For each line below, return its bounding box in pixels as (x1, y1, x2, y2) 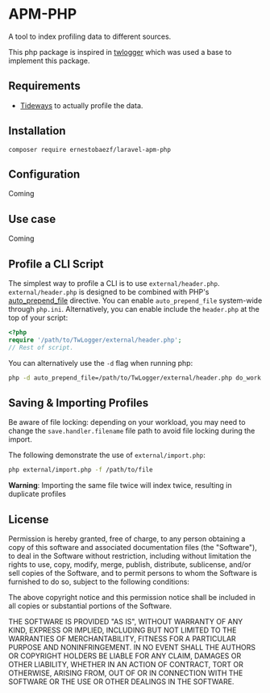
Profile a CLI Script (8, 257, 104, 271)
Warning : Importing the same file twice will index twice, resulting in (8, 481, 232, 490)
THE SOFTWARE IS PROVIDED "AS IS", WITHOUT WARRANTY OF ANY (8, 617, 243, 626)
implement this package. (8, 56, 90, 65)
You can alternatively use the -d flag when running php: (8, 358, 193, 367)
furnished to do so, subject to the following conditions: (8, 577, 189, 586)
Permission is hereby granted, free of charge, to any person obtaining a (8, 534, 246, 544)
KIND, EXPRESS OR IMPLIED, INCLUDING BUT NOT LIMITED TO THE (8, 625, 237, 635)
